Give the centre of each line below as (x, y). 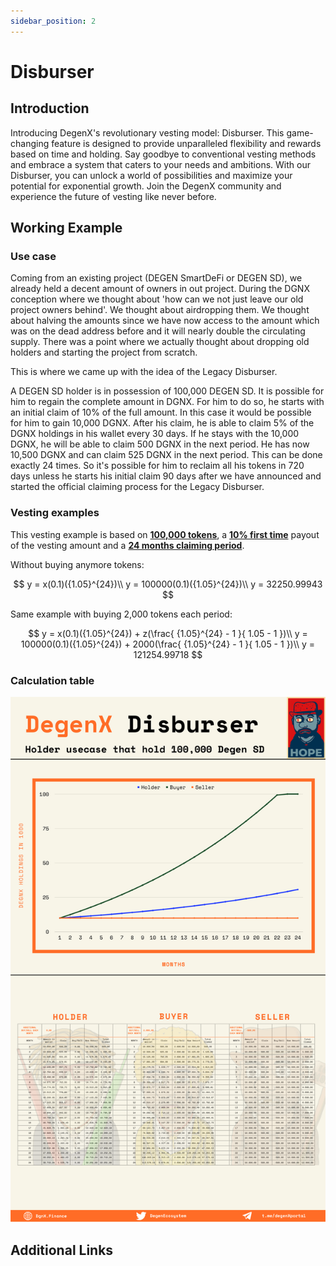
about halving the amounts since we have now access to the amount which (165, 321)
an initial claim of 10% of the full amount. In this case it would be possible (161, 412)
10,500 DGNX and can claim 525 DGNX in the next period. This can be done (166, 455)
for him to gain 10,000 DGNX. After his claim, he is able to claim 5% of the (162, 423)
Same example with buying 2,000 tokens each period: (121, 614)
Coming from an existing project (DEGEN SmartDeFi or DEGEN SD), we (156, 278)
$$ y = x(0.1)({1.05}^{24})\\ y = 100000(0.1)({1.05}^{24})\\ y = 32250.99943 (168, 584)
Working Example (66, 228)
